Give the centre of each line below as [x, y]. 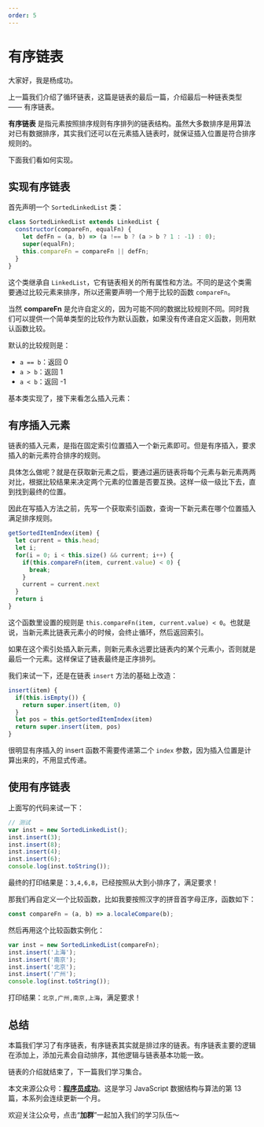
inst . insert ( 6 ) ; [35, 859]
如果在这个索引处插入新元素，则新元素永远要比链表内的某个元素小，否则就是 [132, 649]
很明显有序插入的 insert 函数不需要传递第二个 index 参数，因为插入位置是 [126, 750]
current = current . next [61, 584]
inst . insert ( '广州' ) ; [42, 974]
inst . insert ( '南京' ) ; [42, 959]
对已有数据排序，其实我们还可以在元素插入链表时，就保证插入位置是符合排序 [132, 133]
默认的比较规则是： [39, 345]
